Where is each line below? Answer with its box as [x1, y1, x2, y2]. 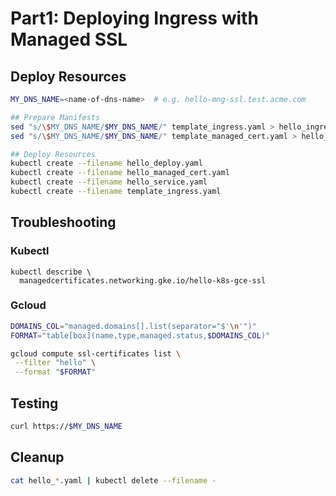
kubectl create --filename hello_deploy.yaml [10, 158, 203, 169]
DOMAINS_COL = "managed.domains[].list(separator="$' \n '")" [10, 321, 257, 331]
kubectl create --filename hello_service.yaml [10, 177, 208, 187]
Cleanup [10, 449, 65, 466]
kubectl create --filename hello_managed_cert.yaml [10, 168, 230, 178]
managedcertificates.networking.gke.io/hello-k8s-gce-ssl [19, 275, 267, 286]
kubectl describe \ [10, 267, 92, 277]
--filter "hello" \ [14, 358, 97, 368]
